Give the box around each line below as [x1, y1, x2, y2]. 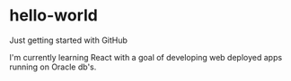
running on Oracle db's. [9, 61, 97, 72]
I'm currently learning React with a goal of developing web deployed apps [9, 52, 283, 62]
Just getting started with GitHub [9, 35, 128, 45]
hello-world [9, 5, 99, 26]
